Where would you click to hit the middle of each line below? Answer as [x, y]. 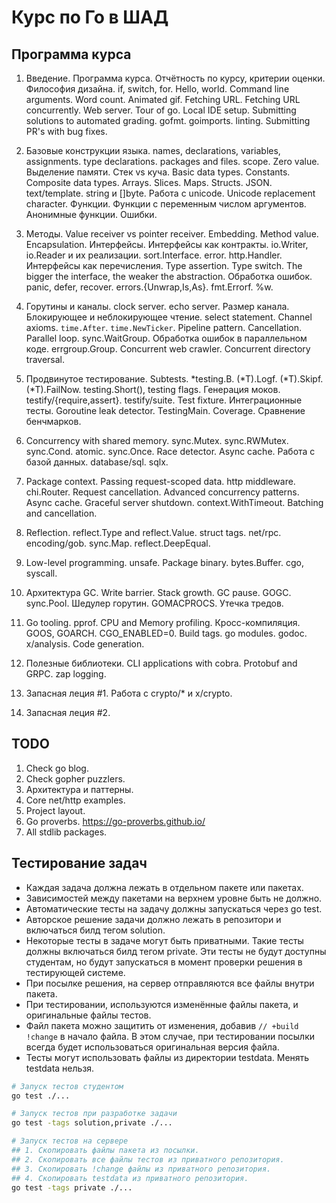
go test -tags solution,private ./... [92, 1123]
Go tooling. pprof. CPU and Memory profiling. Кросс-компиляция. [163, 622]
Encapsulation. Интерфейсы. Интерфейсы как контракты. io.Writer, [167, 244]
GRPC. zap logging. [66, 674]
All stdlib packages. [66, 832]
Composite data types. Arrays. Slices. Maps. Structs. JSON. [149, 182]
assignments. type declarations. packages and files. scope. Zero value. [172, 161]
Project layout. [55, 810]
